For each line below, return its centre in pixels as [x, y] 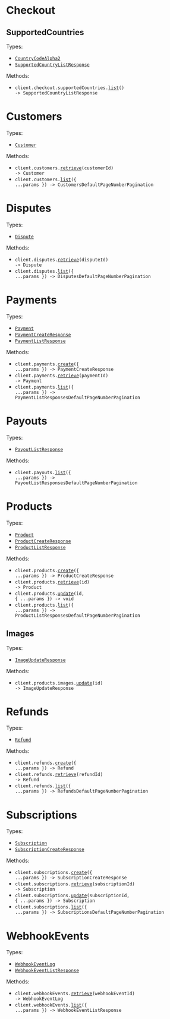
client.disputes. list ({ [44, 271]
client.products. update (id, [49, 594]
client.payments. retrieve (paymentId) [62, 376]
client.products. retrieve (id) [52, 582]
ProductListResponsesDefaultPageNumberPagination [78, 616]
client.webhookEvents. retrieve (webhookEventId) [75, 994]
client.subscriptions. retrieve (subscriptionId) [75, 884]
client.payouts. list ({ [43, 472]
